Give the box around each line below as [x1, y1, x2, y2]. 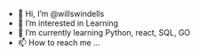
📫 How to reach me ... [17, 37, 100, 48]
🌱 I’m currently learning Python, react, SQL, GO [17, 28, 191, 37]
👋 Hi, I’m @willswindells [17, 9, 105, 19]
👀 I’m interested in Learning [17, 18, 118, 28]
